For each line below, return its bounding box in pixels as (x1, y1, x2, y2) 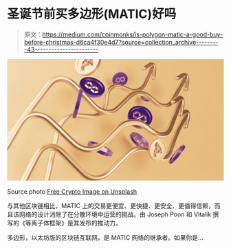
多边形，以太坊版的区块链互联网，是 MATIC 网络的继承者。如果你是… (7, 234, 204, 242)
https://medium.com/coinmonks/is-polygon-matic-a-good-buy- (42, 30, 223, 38)
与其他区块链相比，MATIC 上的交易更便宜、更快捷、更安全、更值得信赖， (7, 202, 215, 210)
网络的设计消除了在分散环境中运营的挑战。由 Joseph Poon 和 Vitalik (19, 210, 212, 218)
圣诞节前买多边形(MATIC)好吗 (7, 6, 177, 22)
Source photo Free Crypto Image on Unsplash (7, 188, 137, 196)
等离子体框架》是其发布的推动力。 (25, 219, 122, 227)
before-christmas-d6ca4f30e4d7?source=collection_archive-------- (23, 38, 219, 46)
